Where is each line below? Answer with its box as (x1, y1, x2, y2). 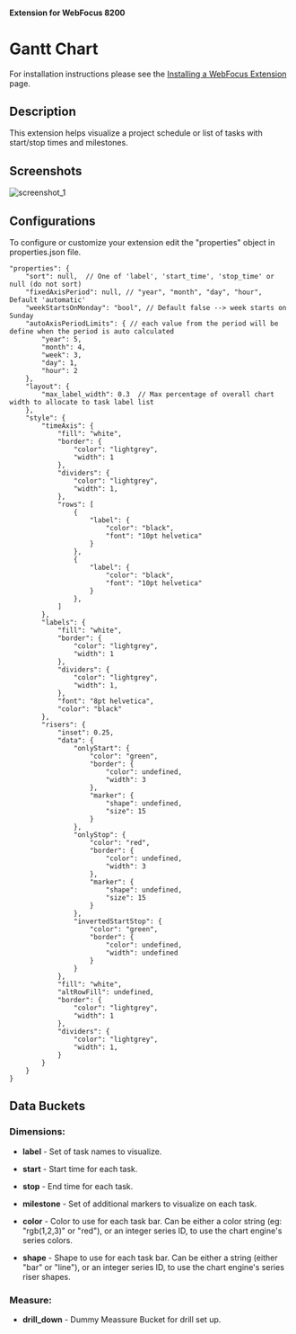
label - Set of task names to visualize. (22, 1146, 162, 1157)
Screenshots (9, 163, 83, 179)
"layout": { (25, 382, 70, 391)
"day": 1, (41, 358, 78, 368)
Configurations (9, 213, 96, 228)
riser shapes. (22, 1271, 72, 1282)
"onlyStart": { (73, 743, 130, 752)
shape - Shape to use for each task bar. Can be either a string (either (22, 1252, 278, 1263)
